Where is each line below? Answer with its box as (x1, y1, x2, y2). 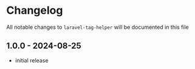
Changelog (6, 4, 63, 17)
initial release (15, 56, 49, 64)
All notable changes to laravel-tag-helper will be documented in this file (6, 23, 190, 31)
